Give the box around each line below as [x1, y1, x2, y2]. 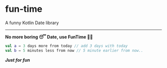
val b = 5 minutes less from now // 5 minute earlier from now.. [5, 48, 143, 53]
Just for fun [5, 57, 30, 63]
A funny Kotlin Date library [5, 20, 59, 26]
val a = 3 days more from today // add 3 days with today [5, 43, 128, 48]
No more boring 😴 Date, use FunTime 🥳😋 [5, 34, 93, 40]
